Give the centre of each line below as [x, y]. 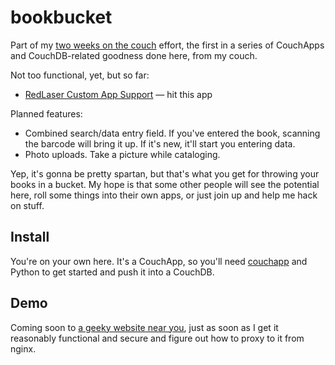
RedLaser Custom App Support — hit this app [118, 94]
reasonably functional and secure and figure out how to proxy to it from [157, 338]
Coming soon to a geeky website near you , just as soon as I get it [144, 327]
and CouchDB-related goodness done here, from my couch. [134, 55]
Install [30, 237]
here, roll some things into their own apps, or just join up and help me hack [164, 195]
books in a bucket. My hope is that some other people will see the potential [165, 184]
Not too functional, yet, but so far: [80, 75]
